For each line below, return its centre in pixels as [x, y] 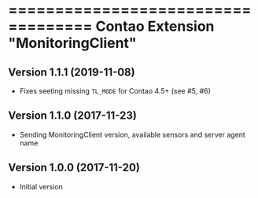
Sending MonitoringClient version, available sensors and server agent [132, 134]
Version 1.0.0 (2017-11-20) [74, 168]
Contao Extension [155, 26]
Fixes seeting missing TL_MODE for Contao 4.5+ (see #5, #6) [115, 91]
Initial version [41, 186]
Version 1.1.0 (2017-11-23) [73, 116]
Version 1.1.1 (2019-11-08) [72, 72]
